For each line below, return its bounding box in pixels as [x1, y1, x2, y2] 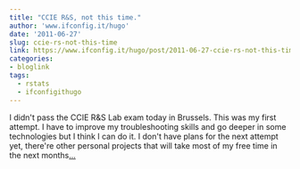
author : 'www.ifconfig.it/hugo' [9, 21, 129, 30]
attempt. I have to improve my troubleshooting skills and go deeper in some [9, 121, 287, 132]
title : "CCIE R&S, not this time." [9, 12, 142, 22]
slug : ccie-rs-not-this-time [9, 37, 118, 47]
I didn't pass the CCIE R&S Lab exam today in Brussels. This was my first [9, 112, 277, 123]
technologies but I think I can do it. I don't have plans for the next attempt [9, 131, 279, 141]
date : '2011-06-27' [9, 29, 82, 38]
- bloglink [9, 63, 50, 72]
